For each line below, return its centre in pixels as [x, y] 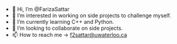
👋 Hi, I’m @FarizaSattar [40, 9]
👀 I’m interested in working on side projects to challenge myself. [92, 15]
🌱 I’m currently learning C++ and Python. [63, 22]
